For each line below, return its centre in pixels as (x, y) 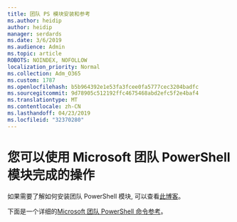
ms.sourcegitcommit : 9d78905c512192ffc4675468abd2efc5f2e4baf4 (103, 93)
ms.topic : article (35, 54)
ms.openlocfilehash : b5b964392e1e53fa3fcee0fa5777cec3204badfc (103, 87)
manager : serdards (35, 34)
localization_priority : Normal (54, 67)
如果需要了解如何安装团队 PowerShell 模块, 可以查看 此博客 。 (96, 196)
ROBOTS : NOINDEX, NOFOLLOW (47, 60)
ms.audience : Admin (36, 47)
